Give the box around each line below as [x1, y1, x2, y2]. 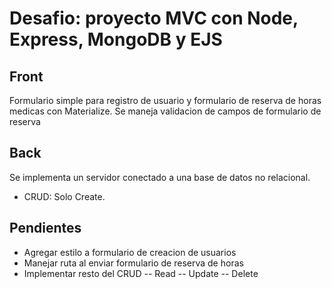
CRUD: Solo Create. [23, 190, 106, 202]
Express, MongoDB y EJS [9, 28, 223, 51]
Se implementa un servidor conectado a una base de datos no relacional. [9, 171, 311, 183]
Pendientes [9, 220, 82, 237]
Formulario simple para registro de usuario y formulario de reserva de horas [9, 95, 322, 106]
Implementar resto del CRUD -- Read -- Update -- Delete [23, 267, 259, 279]
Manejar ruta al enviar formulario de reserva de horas [23, 257, 244, 269]
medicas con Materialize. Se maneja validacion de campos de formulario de [9, 105, 322, 117]
